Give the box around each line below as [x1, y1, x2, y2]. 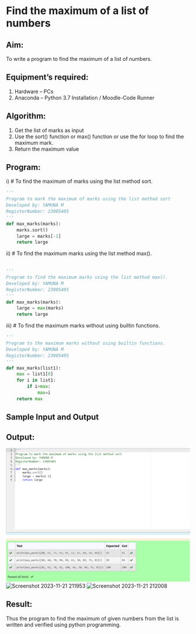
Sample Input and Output [6, 412, 99, 422]
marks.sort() [16, 227, 48, 233]
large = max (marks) [16, 305, 64, 311]
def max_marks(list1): [6, 365, 61, 371]
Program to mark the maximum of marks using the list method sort [6, 196, 171, 202]
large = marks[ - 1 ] [16, 233, 61, 239]
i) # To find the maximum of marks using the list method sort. [6, 178, 153, 185]
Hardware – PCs [14, 88, 54, 95]
